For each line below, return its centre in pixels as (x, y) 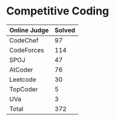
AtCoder (21, 69)
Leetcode (23, 79)
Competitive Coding (58, 11)
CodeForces (27, 50)
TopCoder (24, 89)
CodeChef (24, 40)
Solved (65, 30)
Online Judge (29, 30)
